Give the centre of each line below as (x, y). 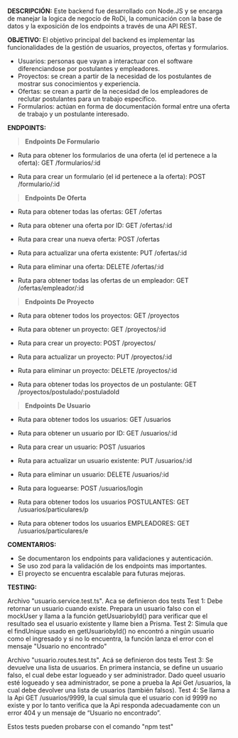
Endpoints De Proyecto (59, 302)
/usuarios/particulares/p (53, 509)
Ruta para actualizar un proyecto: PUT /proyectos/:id (95, 357)
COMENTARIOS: (32, 544)
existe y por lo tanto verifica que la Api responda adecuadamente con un (114, 705)
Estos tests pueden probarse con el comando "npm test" (91, 727)
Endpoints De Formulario (62, 141)
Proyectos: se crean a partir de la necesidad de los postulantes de (114, 76)
